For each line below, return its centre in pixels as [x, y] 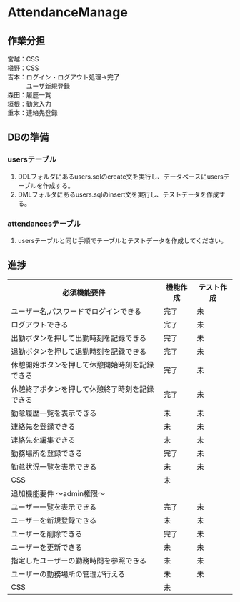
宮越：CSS [23, 59]
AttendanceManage [68, 13]
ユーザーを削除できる [47, 533]
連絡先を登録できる [43, 426]
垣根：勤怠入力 [29, 104]
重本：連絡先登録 [32, 113]
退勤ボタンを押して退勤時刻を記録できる [79, 351]
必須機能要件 [84, 292]
